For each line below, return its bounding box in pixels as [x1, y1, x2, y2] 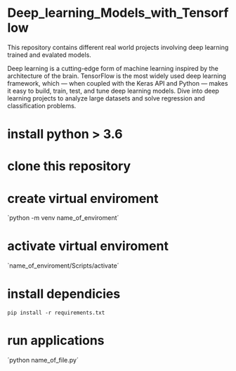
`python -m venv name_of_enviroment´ [7, 214, 119, 222]
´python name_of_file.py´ [7, 356, 79, 365]
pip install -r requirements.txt [7, 309, 105, 317]
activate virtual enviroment [7, 238, 169, 254]
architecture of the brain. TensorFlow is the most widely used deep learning [7, 72, 227, 80]
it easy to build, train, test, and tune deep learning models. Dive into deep [7, 86, 220, 95]
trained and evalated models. [7, 51, 91, 59]
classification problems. [7, 101, 77, 110]
